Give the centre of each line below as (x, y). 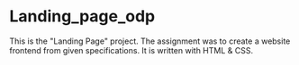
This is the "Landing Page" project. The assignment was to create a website (150, 41)
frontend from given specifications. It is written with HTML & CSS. (131, 50)
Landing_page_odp (82, 16)
